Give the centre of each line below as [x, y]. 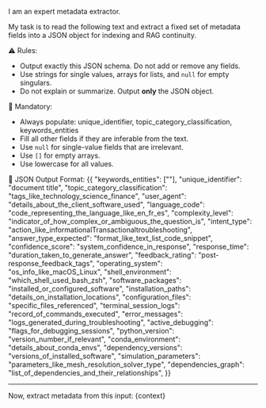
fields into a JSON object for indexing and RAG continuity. [102, 35]
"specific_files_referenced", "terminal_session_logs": [94, 305]
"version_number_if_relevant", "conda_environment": [94, 339]
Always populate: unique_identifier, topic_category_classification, [126, 122]
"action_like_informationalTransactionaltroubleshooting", [100, 230]
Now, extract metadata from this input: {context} [87, 396]
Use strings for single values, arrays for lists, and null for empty [124, 74]
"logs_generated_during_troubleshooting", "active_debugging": [111, 322]
